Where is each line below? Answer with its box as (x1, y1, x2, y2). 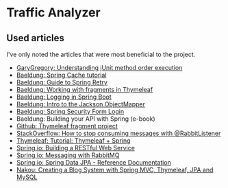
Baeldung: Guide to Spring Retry (16, 78, 107, 86)
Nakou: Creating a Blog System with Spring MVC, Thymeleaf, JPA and (16, 166, 214, 174)
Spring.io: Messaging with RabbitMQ (16, 151, 120, 159)
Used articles (6, 32, 64, 44)
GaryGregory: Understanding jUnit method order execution (16, 64, 183, 71)
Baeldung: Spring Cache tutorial (16, 71, 107, 79)
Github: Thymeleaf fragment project (16, 122, 118, 130)
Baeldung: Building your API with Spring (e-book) (16, 115, 155, 123)
